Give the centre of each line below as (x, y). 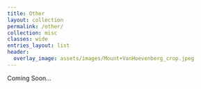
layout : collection (35, 20)
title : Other (26, 13)
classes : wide (28, 39)
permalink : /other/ (35, 26)
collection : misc (32, 33)
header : (18, 52)
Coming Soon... (30, 78)
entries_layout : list (39, 46)
